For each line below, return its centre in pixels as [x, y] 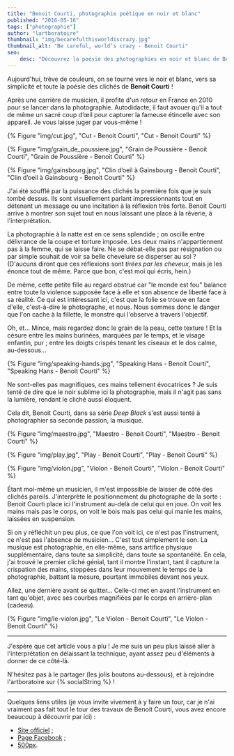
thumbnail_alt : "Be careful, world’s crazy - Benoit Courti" [98, 46]
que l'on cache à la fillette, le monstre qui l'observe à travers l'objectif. [108, 314]
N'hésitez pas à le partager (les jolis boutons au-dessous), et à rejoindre [111, 674]
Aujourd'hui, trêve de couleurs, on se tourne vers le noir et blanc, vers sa [112, 79]
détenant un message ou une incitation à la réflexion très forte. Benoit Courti [117, 206]
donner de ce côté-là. [38, 660]
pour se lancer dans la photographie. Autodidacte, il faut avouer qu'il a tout [115, 107]
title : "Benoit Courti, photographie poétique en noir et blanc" [104, 14]
